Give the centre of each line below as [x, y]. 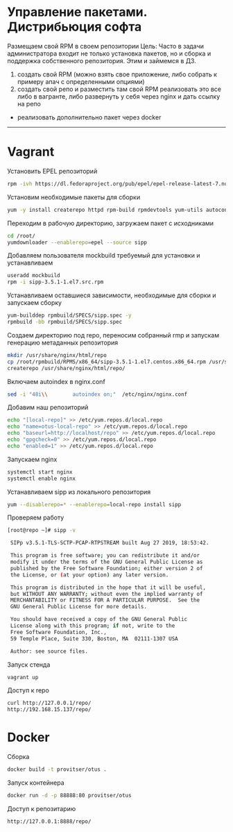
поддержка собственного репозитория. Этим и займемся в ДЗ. [102, 60]
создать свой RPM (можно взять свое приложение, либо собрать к [117, 74]
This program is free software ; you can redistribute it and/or [105, 556]
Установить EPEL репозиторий [52, 171]
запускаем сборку [35, 303]
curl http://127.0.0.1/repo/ [49, 703]
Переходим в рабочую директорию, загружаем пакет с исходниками [110, 223]
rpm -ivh [20, 184]
